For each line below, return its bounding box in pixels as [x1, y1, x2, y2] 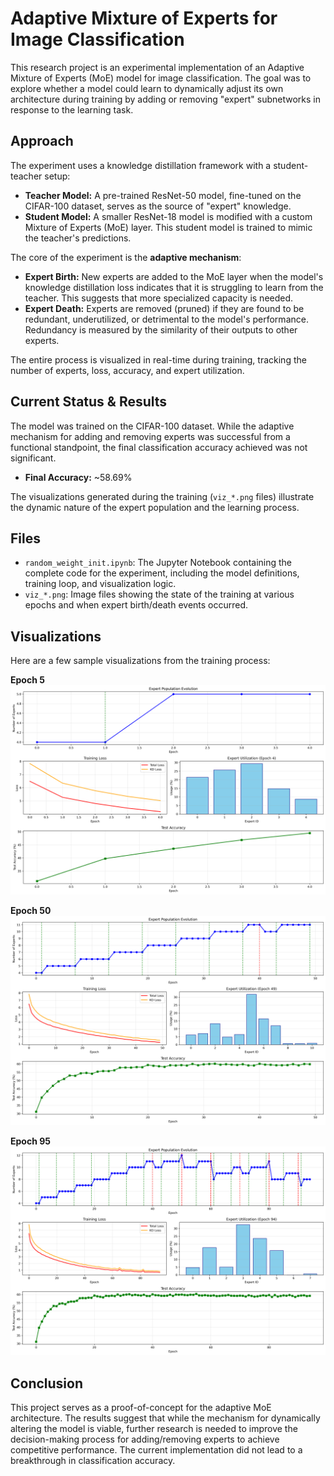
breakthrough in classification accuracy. [10, 1455, 176, 1467]
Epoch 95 [10, 1135, 51, 1147]
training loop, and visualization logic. [24, 578, 177, 590]
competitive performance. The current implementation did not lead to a [10, 1444, 303, 1456]
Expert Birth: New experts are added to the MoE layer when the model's [24, 270, 324, 282]
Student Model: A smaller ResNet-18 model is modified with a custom [24, 210, 313, 222]
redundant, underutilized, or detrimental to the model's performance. [24, 313, 309, 325]
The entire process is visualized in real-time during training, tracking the [10, 353, 307, 366]
